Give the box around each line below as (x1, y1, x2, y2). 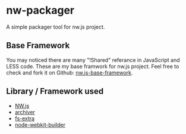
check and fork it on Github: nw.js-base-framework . (6, 69, 133, 76)
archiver (14, 108, 36, 116)
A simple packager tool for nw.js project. (6, 23, 105, 30)
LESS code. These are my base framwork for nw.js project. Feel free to (6, 63, 179, 70)
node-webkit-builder (14, 121, 66, 128)
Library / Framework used (6, 86, 104, 96)
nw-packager (6, 4, 75, 17)
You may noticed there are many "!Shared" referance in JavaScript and (6, 56, 180, 63)
